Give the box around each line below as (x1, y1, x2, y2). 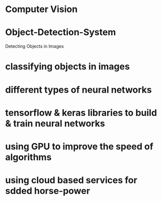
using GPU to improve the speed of (5, 141, 153, 152)
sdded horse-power (5, 185, 91, 197)
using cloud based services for (5, 175, 137, 186)
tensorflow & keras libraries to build (5, 107, 157, 118)
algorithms (5, 151, 52, 163)
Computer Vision (5, 4, 78, 15)
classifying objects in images (5, 61, 130, 73)
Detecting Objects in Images (5, 43, 64, 49)
